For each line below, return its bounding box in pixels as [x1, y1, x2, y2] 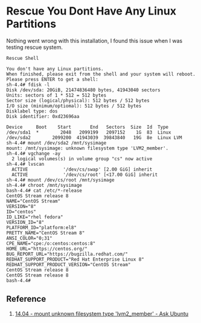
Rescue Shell [6, 55, 39, 61]
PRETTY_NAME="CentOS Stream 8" [6, 230, 85, 236]
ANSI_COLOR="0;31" [6, 235, 53, 241]
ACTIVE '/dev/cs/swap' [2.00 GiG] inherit [11, 166, 153, 172]
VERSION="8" [6, 203, 36, 209]
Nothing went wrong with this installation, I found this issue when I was [6, 37, 183, 44]
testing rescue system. [6, 44, 63, 51]
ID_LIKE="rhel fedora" [6, 214, 63, 220]
